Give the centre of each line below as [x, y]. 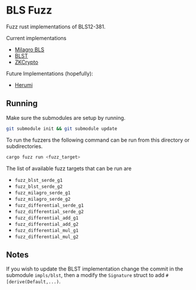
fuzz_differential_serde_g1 [49, 205]
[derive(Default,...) [33, 282]
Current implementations [36, 38]
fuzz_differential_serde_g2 [49, 211]
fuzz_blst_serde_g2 [39, 187]
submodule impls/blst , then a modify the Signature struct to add [85, 275]
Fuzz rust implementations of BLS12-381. [56, 27]
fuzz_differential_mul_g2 [46, 237]
